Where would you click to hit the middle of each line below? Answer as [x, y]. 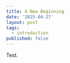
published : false [27, 38]
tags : [13, 28]
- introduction [30, 33]
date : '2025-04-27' [30, 17]
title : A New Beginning [35, 11]
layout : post [22, 22]
